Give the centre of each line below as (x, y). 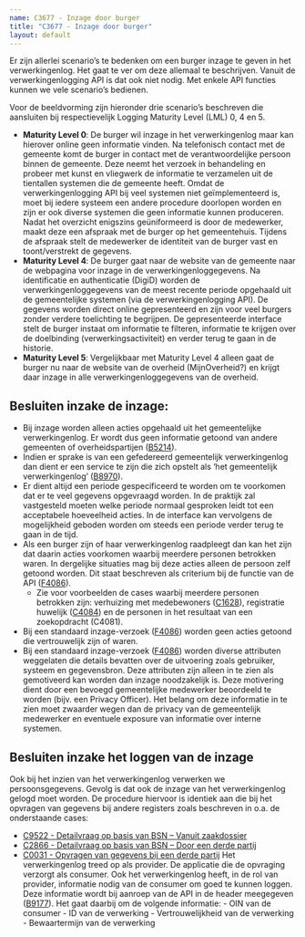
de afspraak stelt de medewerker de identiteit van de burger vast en (150, 242)
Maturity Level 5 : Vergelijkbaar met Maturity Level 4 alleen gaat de (148, 358)
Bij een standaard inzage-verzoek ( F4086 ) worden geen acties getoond (157, 631)
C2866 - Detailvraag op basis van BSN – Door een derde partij (139, 845)
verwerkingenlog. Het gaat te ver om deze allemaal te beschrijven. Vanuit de (152, 70)
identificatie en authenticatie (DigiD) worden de (111, 280)
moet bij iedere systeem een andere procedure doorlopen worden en (152, 203)
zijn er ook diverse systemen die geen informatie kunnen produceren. (153, 213)
